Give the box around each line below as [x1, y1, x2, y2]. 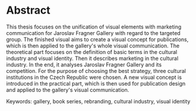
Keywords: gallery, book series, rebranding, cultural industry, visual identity [6, 97, 191, 104]
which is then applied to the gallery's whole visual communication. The [6, 42, 180, 49]
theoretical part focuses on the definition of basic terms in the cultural [6, 48, 178, 55]
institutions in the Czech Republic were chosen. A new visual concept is [6, 74, 182, 81]
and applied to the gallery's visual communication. [6, 86, 129, 93]
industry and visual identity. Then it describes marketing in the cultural [6, 55, 179, 62]
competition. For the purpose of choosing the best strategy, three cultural [6, 67, 186, 74]
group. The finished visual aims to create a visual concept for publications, [6, 36, 189, 43]
